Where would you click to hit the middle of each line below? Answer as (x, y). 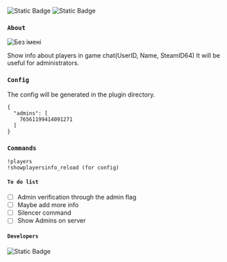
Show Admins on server (51, 221)
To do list (23, 182)
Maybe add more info (48, 205)
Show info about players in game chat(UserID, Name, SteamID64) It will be (114, 56)
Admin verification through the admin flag (77, 197)
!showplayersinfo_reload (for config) (63, 167)
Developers (23, 236)
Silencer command (44, 213)
